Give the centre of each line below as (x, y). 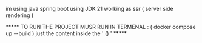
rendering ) (20, 15)
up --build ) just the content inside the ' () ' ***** (66, 33)
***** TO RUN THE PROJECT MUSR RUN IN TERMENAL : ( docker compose (101, 27)
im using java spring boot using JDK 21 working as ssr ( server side (89, 9)
